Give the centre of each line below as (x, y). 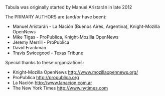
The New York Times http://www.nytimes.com (60, 88)
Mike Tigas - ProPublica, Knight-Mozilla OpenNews (65, 37)
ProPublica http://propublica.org (46, 77)
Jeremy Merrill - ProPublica (41, 42)
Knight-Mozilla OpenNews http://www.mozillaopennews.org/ (75, 72)
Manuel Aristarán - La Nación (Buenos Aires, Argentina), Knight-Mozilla (86, 26)
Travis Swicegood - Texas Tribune (48, 53)
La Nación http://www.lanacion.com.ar (52, 83)
